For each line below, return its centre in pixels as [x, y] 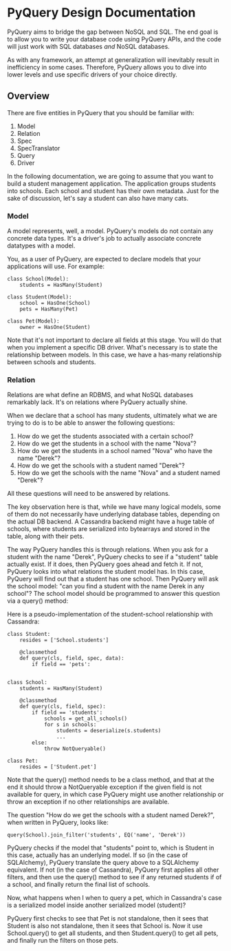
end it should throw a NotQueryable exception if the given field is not [104, 787]
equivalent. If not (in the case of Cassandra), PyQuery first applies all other [113, 870]
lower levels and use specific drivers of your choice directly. [92, 74]
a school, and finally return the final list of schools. [78, 885]
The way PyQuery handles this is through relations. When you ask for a [108, 550]
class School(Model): [38, 279]
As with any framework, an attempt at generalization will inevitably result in [113, 59]
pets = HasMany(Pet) [49, 309]
